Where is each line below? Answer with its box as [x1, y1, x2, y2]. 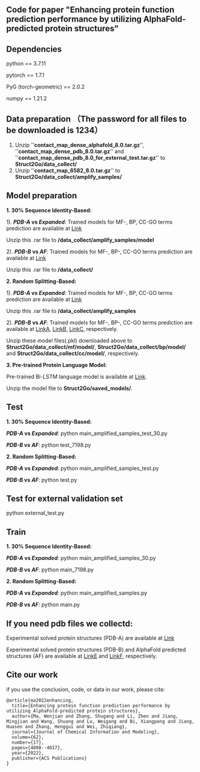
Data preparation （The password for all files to [6, 114, 187, 124]
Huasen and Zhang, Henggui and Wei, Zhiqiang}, [6, 723, 128, 729]
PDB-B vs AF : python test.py [6, 476, 77, 483]
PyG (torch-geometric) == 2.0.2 [6, 84, 85, 91]
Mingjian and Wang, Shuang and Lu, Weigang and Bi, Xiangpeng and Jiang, [6, 718, 195, 725]
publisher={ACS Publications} [11, 755, 87, 761]
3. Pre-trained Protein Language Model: [6, 361, 107, 368]
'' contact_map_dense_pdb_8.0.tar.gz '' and [14, 148, 124, 155]
